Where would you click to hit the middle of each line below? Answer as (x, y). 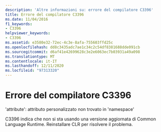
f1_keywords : (19, 24)
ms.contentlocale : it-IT (31, 61)
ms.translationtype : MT (30, 56)
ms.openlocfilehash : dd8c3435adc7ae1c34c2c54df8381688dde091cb (73, 47)
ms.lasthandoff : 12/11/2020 (35, 66)
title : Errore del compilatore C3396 (45, 15)
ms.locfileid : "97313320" (32, 71)
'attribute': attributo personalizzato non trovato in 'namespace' (70, 109)
